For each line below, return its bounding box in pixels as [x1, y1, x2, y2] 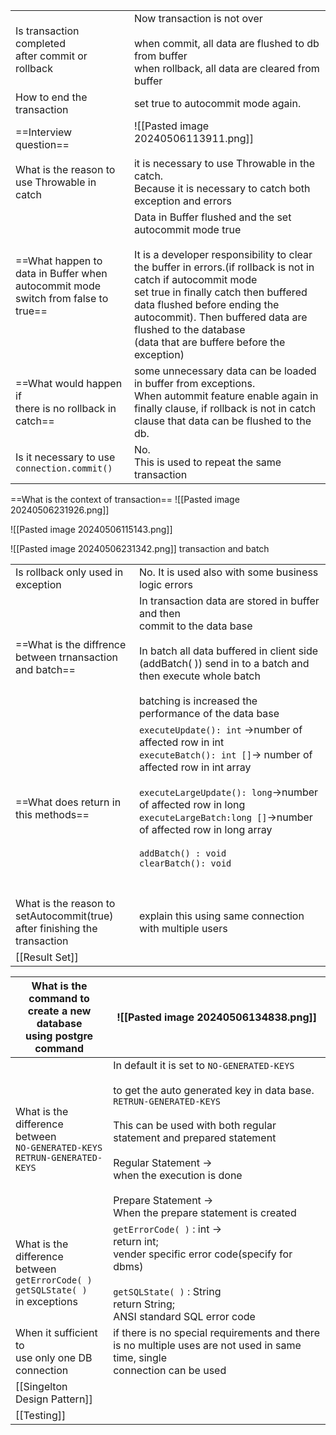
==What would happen [15, 377, 123, 390]
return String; [113, 1297, 176, 1311]
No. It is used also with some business [138, 565, 319, 579]
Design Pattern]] [15, 1392, 93, 1406]
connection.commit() [15, 463, 113, 474]
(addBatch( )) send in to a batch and [138, 657, 310, 670]
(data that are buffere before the [133, 335, 286, 349]
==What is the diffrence [15, 638, 127, 651]
